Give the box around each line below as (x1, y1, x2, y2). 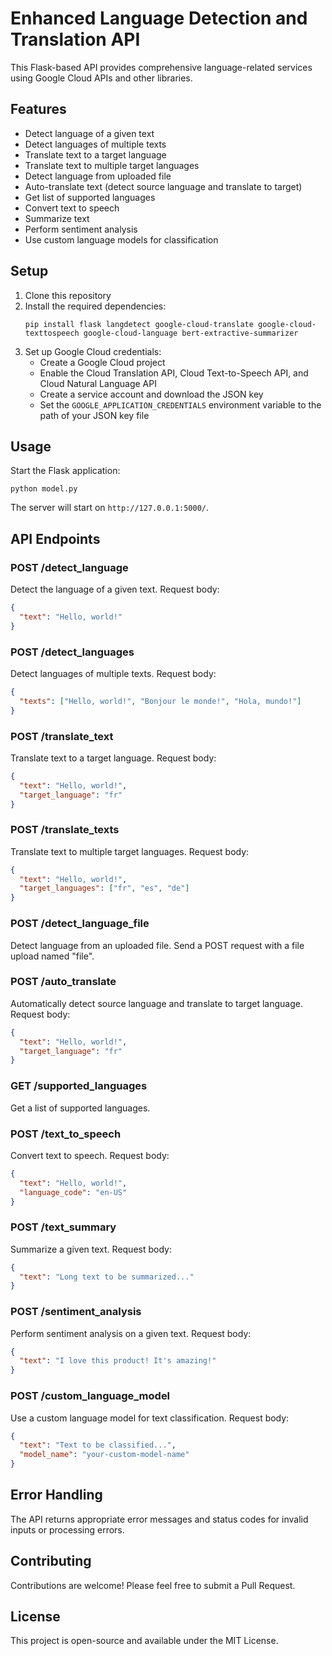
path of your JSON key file (39, 409, 150, 421)
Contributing (10, 1553, 92, 1570)
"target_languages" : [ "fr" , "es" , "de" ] (19, 883, 190, 894)
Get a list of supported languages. (10, 1102, 151, 1114)
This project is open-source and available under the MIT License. (10, 1635, 279, 1647)
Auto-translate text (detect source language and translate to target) (24, 180, 303, 192)
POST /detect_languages (10, 645, 135, 659)
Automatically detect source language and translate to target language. (10, 997, 303, 1009)
